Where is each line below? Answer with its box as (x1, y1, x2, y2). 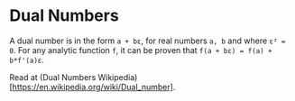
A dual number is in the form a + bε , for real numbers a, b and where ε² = (9, 35, 286, 46)
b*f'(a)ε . (9, 54, 45, 65)
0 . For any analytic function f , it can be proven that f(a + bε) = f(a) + (9, 44, 272, 55)
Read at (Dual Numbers (9, 71, 97, 82)
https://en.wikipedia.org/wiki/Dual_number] (12, 81, 174, 92)
